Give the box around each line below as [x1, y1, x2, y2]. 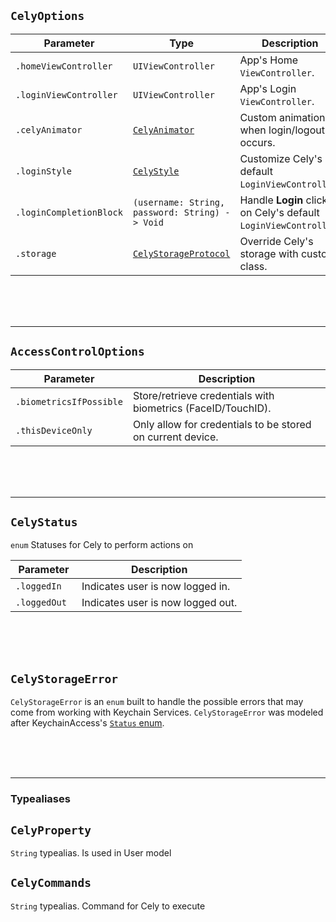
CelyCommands [10, 876, 92, 890]
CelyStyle [132, 165, 180, 177]
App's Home [239, 53, 299, 67]
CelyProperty [10, 823, 92, 837]
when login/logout [239, 123, 325, 137]
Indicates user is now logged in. [81, 580, 231, 594]
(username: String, [132, 196, 226, 208]
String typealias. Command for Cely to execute [10, 900, 206, 912]
